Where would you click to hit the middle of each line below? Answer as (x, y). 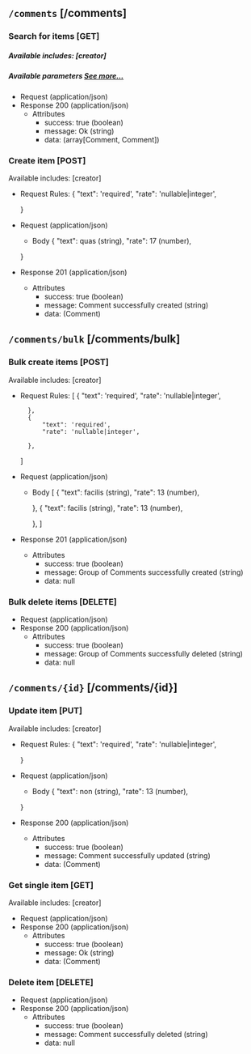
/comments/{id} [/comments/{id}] (93, 688)
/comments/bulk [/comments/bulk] (94, 339)
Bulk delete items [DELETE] (63, 601)
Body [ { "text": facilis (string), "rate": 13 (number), (116, 492)
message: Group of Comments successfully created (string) (144, 572)
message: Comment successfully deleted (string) (126, 1035)
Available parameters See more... (66, 76)
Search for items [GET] (54, 36)
